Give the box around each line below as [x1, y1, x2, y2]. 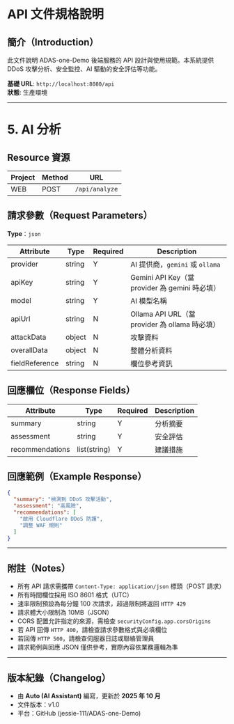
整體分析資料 [130, 345, 173, 355]
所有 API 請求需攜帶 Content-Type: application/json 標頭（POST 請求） [17, 582, 226, 590]
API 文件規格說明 [7, 6, 104, 22]
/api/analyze [75, 185, 118, 193]
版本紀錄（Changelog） [7, 672, 111, 684]
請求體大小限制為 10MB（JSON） [17, 608, 114, 617]
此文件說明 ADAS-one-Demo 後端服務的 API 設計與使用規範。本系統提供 [7, 56, 214, 64]
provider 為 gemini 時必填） [130, 283, 221, 292]
